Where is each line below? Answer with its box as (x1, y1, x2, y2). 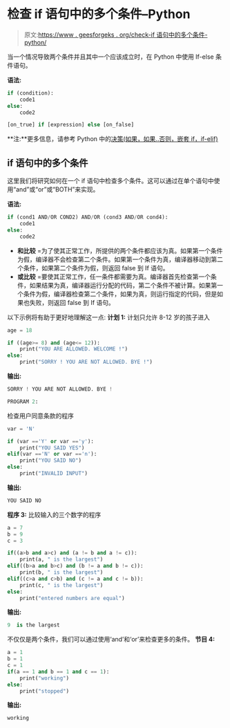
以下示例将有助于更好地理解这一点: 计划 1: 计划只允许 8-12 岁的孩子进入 (7, 312, 211, 321)
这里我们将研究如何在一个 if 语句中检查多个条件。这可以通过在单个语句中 (7, 177, 214, 185)
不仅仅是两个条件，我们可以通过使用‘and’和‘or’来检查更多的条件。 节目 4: (7, 635, 215, 644)
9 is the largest (7, 622, 60, 629)
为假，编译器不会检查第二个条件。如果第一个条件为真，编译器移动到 (17, 255, 211, 263)
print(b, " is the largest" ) (19, 569, 104, 576)
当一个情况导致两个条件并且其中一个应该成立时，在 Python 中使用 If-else (7, 53, 214, 61)
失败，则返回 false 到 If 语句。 (29, 298, 115, 306)
